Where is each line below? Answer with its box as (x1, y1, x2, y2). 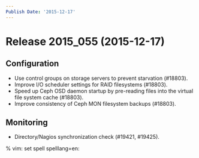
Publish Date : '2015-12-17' (5, 8, 76, 15)
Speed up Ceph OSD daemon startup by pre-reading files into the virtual (14, 87, 194, 94)
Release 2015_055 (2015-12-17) (5, 34, 165, 48)
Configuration (5, 58, 59, 69)
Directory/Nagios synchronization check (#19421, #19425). (14, 133, 160, 141)
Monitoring (5, 118, 49, 128)
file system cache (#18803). (14, 94, 84, 101)
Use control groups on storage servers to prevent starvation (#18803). (14, 74, 188, 82)
